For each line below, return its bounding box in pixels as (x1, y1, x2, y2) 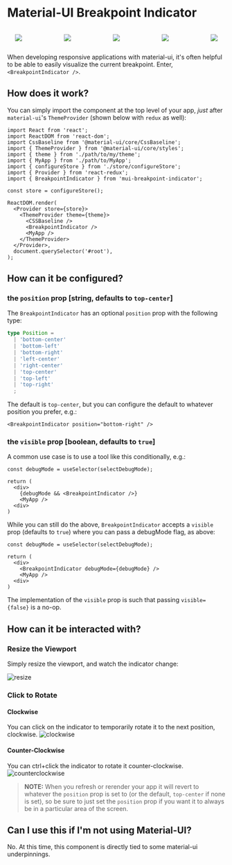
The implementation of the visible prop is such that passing (7, 596, 180, 604)
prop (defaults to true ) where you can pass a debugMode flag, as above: (7, 528, 216, 536)
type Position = (7, 330, 54, 337)
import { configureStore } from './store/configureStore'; (7, 163, 181, 170)
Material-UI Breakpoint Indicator (7, 5, 197, 21)
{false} (7, 604, 30, 612)
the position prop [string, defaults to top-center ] (7, 293, 173, 303)
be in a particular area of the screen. (24, 804, 129, 812)
